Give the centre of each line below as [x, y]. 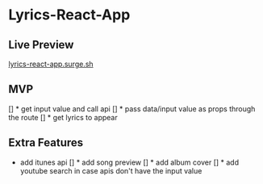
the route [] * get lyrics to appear [63, 117]
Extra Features [46, 143]
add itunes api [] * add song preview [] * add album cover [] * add [129, 162]
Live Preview [41, 45]
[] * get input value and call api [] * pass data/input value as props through [132, 109]
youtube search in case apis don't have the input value [111, 170]
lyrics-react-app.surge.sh [51, 64]
